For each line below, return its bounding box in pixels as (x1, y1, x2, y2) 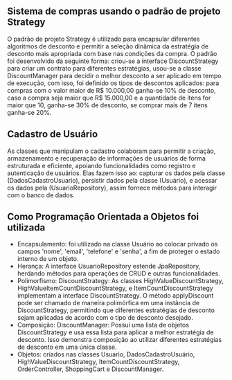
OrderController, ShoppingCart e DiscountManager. (17, 365, 164, 373)
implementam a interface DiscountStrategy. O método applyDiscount (17, 291, 214, 300)
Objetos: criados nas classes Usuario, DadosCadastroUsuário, (17, 350, 195, 359)
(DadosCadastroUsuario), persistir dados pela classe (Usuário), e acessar (7, 176, 217, 184)
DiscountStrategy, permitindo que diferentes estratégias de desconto (17, 306, 215, 314)
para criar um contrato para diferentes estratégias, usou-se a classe (7, 64, 202, 72)
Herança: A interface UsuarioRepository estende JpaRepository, (17, 262, 201, 271)
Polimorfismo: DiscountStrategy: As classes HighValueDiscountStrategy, (17, 277, 224, 285)
